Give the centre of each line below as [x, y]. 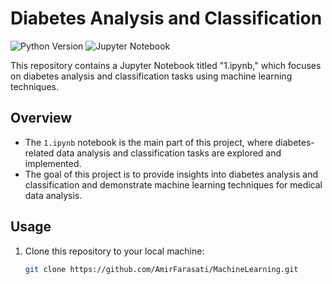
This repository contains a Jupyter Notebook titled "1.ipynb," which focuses [166, 65]
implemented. [53, 163]
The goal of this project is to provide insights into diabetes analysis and [171, 174]
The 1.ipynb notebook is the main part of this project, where [148, 142]
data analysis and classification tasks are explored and [169, 153]
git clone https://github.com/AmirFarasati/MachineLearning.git [161, 269]
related [39, 153]
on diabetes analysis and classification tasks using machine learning [151, 76]
